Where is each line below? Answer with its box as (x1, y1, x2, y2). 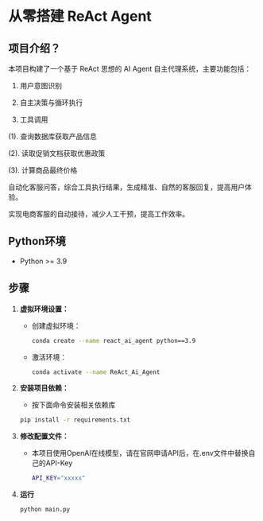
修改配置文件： (19, 431, 69, 441)
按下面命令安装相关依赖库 (31, 400, 116, 410)
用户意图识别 (19, 81, 62, 90)
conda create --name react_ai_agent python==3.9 (31, 336, 196, 344)
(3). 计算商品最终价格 (8, 165, 78, 175)
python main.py (19, 506, 71, 514)
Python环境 (8, 235, 66, 248)
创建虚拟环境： (31, 321, 81, 330)
